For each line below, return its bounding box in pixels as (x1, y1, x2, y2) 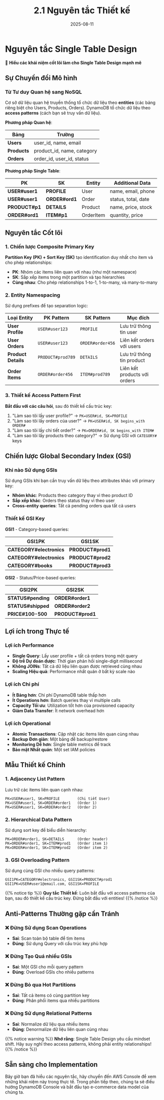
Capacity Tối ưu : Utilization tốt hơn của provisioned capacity (12, 702, 135, 708)
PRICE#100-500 (7, 610, 47, 617)
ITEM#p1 (45, 212, 68, 219)
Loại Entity (7, 314, 33, 321)
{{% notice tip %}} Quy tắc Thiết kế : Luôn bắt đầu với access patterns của (5, 890, 155, 896)
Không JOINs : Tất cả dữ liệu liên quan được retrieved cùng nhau (12, 663, 142, 669)
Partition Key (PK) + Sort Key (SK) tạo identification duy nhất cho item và (5, 254, 153, 260)
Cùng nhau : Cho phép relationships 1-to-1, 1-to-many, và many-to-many (12, 279, 158, 285)
